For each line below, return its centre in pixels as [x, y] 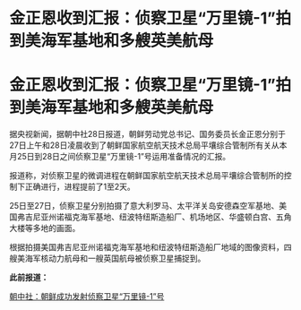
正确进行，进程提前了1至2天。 [80, 187]
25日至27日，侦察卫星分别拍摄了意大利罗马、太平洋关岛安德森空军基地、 [144, 206]
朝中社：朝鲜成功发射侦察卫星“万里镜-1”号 [87, 297]
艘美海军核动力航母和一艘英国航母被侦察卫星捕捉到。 [107, 258]
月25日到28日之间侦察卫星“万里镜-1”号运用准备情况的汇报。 [120, 157]
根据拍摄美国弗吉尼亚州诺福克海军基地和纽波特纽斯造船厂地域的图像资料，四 [150, 247]
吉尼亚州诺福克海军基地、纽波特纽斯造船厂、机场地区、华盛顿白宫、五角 [158, 217]
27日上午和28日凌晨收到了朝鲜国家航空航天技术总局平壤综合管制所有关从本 [148, 145]
